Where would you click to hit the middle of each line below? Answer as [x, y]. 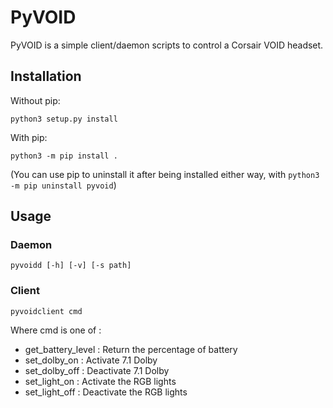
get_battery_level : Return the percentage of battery [131, 349]
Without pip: [35, 100]
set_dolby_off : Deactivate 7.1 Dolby [97, 370]
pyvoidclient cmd [46, 311]
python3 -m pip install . [64, 156]
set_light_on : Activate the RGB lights [100, 381]
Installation [46, 76]
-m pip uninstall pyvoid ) [63, 185]
